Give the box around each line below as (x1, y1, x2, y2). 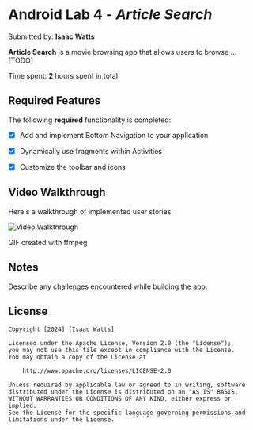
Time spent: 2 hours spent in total (8, 71, 119, 80)
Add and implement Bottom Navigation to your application (19, 130, 209, 140)
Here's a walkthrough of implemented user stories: (8, 206, 174, 216)
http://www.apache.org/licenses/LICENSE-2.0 (22, 367, 172, 375)
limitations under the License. (8, 416, 115, 424)
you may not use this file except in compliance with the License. (8, 347, 236, 355)
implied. (8, 402, 37, 410)
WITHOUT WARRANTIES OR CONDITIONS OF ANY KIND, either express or (8, 395, 232, 403)
